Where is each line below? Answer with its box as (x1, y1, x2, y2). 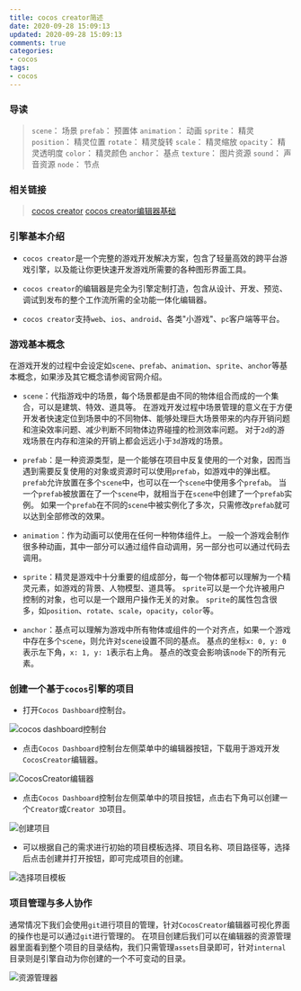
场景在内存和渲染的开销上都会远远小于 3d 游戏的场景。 (30, 435, 228, 446)
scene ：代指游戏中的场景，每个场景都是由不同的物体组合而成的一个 (22, 390, 271, 401)
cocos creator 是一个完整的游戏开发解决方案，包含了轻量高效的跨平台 (22, 253, 280, 263)
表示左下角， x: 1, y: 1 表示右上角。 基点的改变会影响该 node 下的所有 (22, 647, 279, 657)
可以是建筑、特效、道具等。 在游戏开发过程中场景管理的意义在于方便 (38, 401, 293, 412)
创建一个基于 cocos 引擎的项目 (9, 683, 135, 695)
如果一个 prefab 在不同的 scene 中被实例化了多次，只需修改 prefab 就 (40, 499, 283, 510)
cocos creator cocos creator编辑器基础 (31, 206, 177, 217)
